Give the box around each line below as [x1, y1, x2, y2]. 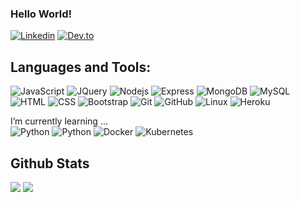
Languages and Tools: [10, 58, 152, 76]
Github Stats [10, 155, 90, 172]
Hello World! [10, 7, 73, 21]
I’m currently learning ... [10, 115, 108, 127]
